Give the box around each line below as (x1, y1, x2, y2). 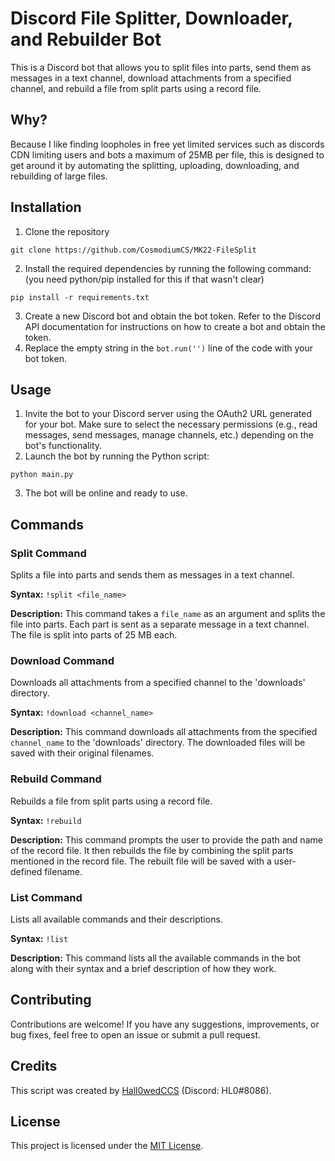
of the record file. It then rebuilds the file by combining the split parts (10, 844, 294, 856)
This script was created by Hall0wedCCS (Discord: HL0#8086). (10, 1084, 272, 1096)
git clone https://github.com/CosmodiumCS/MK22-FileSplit (10, 245, 257, 255)
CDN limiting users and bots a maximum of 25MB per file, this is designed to (10, 148, 325, 161)
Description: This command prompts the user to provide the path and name (10, 833, 323, 846)
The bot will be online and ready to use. (24, 487, 188, 499)
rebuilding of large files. (10, 170, 108, 182)
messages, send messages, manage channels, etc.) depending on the (24, 429, 314, 441)
